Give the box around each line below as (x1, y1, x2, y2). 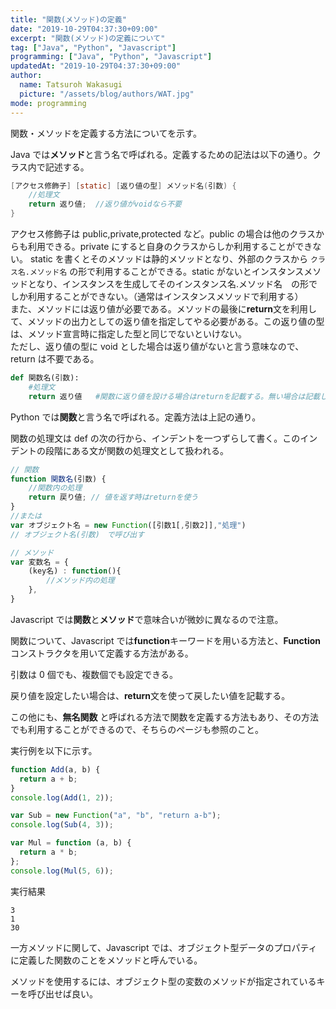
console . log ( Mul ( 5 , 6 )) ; (10, 866, 114, 876)
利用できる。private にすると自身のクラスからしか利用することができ (27, 241, 313, 252)
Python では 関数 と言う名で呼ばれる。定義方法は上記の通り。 (10, 411, 262, 423)
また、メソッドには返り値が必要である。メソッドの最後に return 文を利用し (10, 303, 317, 315)
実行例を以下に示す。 (10, 744, 98, 756)
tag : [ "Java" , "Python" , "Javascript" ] (10, 42, 177, 53)
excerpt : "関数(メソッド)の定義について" (10, 33, 166, 43)
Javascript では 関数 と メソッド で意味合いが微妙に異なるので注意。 (10, 613, 284, 625)
